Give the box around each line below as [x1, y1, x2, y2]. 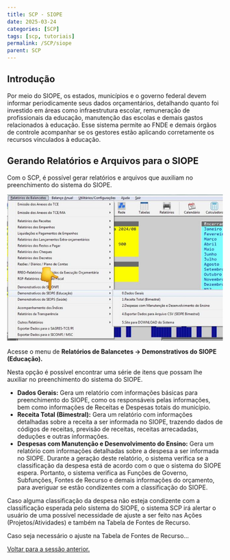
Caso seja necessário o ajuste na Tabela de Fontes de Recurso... [7, 531, 190, 539]
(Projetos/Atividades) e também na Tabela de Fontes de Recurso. [7, 518, 190, 526]
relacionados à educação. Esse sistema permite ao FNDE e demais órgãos [7, 121, 217, 129]
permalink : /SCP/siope [7, 40, 72, 47]
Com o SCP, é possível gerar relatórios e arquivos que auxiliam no [7, 173, 194, 182]
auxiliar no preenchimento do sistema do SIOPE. [7, 375, 143, 383]
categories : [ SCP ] [7, 25, 60, 32]
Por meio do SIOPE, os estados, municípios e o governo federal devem [7, 91, 207, 99]
